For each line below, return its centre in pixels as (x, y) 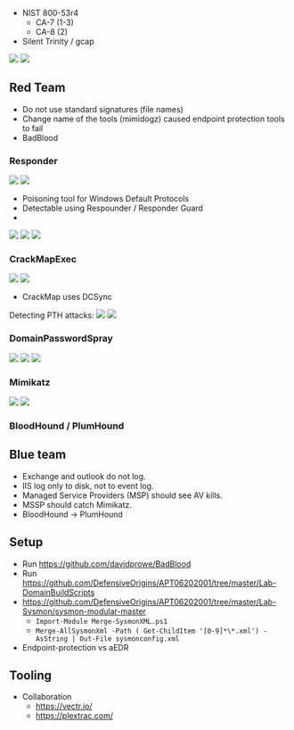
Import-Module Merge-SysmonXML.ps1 (101, 621)
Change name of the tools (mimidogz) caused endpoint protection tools (153, 119)
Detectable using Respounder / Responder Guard (112, 208)
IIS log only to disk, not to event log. (88, 485)
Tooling (30, 675)
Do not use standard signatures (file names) (103, 109)
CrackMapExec (43, 260)
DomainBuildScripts (58, 592)
